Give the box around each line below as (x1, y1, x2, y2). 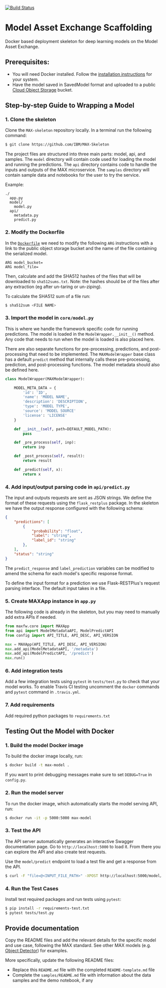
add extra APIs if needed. (5, 614, 57, 620)
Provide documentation (5, 924, 79, 933)
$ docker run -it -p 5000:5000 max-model (5, 815, 92, 820)
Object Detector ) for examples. (5, 948, 68, 954)
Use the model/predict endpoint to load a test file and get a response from (5, 858, 157, 864)
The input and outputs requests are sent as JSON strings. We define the (5, 494, 152, 500)
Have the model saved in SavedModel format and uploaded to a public (12, 82, 156, 88)
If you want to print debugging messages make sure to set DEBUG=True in (5, 772, 152, 778)
